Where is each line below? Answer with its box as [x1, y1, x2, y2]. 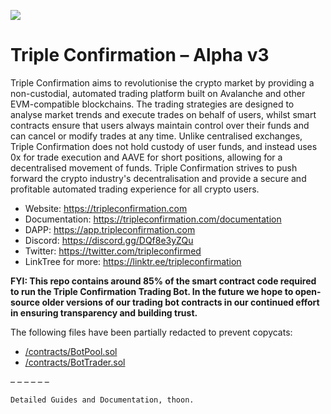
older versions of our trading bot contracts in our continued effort [41, 296, 320, 308]
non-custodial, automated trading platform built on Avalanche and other [10, 87, 306, 99]
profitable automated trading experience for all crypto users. [10, 183, 260, 195]
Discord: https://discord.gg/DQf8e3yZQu [24, 234, 194, 246]
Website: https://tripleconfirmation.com [24, 202, 188, 214]
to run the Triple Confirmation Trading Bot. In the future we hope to [10, 285, 294, 297]
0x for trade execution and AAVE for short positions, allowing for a [10, 151, 283, 163]
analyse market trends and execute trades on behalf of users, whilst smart [10, 108, 317, 120]
